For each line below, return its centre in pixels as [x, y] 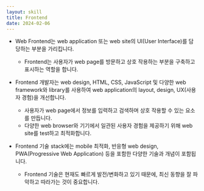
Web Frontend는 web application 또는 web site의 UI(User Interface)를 [101, 41]
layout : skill [24, 12]
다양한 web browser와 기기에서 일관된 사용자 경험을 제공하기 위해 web [108, 126]
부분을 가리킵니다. [53, 49]
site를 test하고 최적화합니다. [58, 133]
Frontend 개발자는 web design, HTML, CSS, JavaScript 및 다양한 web [101, 82]
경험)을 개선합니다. [44, 97]
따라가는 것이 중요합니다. [70, 182]
